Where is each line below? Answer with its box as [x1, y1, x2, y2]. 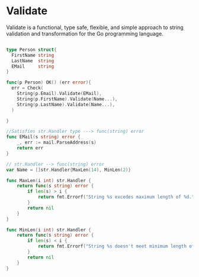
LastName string [11, 58, 54, 63]
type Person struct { [6, 46, 57, 53]
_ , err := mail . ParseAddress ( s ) [17, 139, 97, 146]
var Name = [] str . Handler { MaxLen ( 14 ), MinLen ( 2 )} [6, 167, 131, 173]
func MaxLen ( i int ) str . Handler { [6, 177, 92, 183]
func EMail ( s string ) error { [6, 134, 81, 140]
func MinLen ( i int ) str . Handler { [6, 227, 92, 233]
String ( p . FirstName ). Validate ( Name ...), [17, 96, 118, 102]
